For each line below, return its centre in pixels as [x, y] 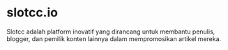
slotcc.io [32, 13]
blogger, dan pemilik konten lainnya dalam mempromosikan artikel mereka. [114, 38]
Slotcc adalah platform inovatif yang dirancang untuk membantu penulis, [111, 32]
